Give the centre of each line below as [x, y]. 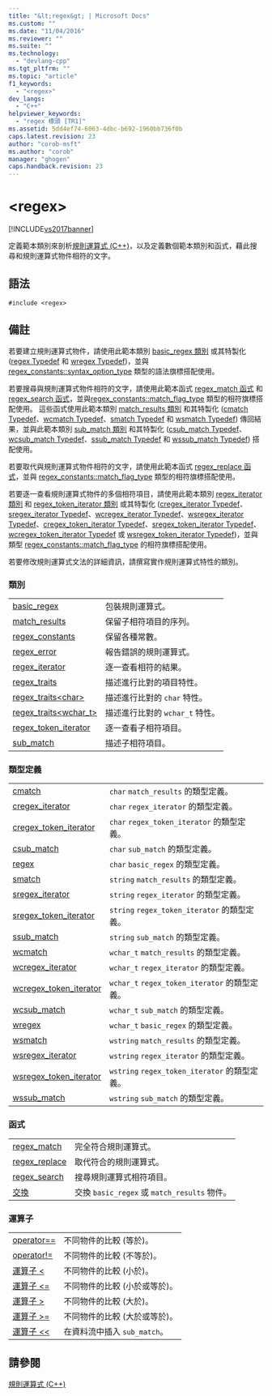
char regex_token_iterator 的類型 [173, 822]
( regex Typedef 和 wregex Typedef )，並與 [79, 361]
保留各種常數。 [134, 637]
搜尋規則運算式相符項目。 [123, 1177]
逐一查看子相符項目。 [146, 728]
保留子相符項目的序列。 [150, 621]
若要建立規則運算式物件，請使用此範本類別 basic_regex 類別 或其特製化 [127, 351]
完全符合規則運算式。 [115, 1146]
